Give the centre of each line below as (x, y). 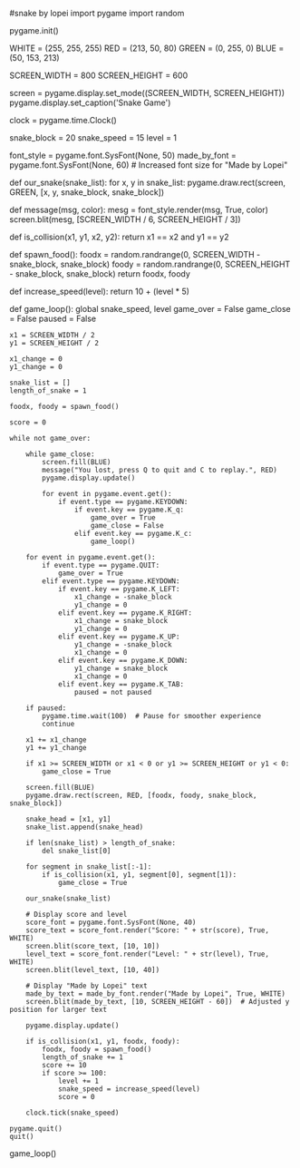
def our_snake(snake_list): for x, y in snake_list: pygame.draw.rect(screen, (148, 182)
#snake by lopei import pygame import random (97, 13)
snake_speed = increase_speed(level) (129, 1089)
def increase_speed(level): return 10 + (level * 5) (100, 291)
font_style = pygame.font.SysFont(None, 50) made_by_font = (123, 155)
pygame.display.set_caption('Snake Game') (90, 102)
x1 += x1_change (57, 740)
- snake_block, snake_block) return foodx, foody (100, 274)
